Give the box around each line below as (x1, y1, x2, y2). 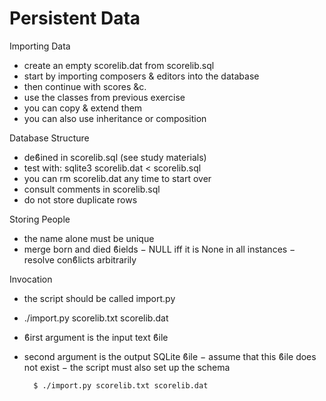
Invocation (9, 273, 53, 285)
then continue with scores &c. (23, 80, 147, 92)
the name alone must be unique (23, 232, 155, 244)
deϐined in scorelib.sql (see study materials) (23, 151, 207, 163)
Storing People (9, 213, 71, 225)
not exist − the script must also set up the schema (23, 361, 231, 373)
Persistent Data (9, 7, 141, 30)
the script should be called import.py (23, 292, 176, 304)
